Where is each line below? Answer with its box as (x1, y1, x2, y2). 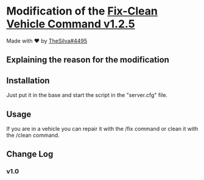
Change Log (6, 149, 54, 159)
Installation (6, 75, 50, 85)
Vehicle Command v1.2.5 (6, 17, 135, 31)
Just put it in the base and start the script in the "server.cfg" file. (6, 92, 168, 99)
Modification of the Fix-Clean (6, 4, 158, 18)
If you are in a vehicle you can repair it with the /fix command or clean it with (6, 125, 199, 132)
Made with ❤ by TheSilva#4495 (6, 37, 88, 44)
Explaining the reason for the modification (6, 55, 169, 65)
